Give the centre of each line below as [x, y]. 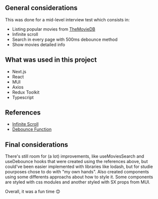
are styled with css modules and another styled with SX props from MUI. [78, 182]
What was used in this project [51, 60]
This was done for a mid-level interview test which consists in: [67, 19]
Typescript [23, 97]
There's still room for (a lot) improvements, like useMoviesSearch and [75, 156]
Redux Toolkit [26, 92]
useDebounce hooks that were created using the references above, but [77, 162]
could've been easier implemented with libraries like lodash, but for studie [79, 166]
